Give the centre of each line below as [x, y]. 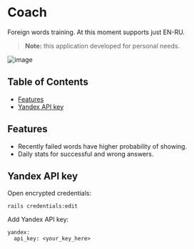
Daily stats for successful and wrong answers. [86, 154]
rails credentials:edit [43, 206]
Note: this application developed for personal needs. [102, 46]
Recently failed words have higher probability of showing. [102, 146]
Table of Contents [48, 82]
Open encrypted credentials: [49, 194]
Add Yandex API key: [38, 219]
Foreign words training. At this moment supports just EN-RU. [96, 32]
